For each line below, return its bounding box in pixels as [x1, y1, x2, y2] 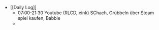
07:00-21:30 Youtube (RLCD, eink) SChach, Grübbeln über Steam [17, 10, 154, 16]
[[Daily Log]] [10, 5, 37, 10]
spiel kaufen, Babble [17, 15, 61, 21]
